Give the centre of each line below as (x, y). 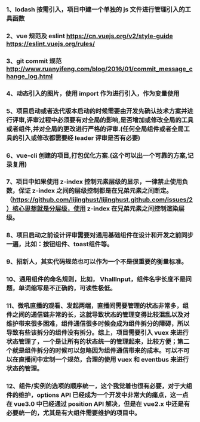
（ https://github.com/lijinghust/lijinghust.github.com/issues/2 (99, 200)
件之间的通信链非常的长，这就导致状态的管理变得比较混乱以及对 (98, 315)
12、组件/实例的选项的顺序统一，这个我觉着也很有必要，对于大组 (99, 386)
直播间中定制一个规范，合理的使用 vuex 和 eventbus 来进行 (104, 360)
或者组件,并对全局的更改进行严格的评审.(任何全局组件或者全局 (95, 129)
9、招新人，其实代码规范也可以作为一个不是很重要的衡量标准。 (97, 262)
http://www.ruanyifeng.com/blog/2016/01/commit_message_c (99, 69)
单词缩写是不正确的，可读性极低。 (67, 288)
